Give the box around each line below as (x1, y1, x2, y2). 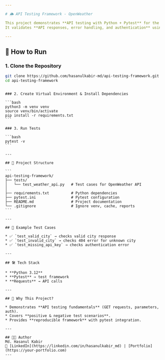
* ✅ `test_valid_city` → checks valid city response (5, 234, 116, 239)
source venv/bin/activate (5, 108, 58, 113)
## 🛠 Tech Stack (5, 260, 40, 265)
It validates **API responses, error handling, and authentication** (5, 25, 151, 30)
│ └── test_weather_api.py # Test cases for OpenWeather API (5, 182, 141, 187)
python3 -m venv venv (5, 104, 50, 109)
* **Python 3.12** (5, 270, 43, 275)
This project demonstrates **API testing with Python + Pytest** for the (5, 20, 160, 25)
